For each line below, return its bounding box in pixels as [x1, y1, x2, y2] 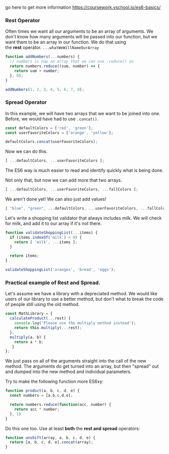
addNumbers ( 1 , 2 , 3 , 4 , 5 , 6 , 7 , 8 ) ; [5, 87, 84, 92]
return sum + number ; [14, 68, 59, 73]
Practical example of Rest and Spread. [5, 279, 101, 286]
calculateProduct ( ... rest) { [10, 316, 71, 321]
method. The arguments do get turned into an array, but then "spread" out [5, 364, 159, 370]
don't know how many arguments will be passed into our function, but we [5, 34, 157, 40]
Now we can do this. [5, 149, 48, 155]
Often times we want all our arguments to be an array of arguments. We [5, 28, 153, 34]
